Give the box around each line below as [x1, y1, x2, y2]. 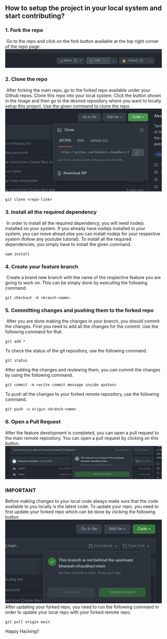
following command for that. [5, 329, 63, 335]
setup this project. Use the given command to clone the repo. [5, 103, 131, 109]
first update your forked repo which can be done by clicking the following [5, 509, 156, 515]
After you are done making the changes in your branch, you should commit [6, 318, 160, 324]
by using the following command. [5, 372, 74, 378]
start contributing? [5, 12, 65, 20]
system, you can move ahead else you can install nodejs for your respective [5, 231, 161, 237]
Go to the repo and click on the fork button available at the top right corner [6, 38, 159, 44]
